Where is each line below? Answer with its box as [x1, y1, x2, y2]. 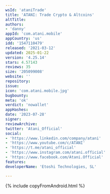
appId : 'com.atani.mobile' [5, 31, 63, 36]
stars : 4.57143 [5, 60, 38, 65]
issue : [5, 83, 19, 88]
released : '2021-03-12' [5, 45, 56, 51]
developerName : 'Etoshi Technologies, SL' [5, 164, 97, 169]
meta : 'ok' [5, 98, 29, 103]
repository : [5, 79, 31, 84]
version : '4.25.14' [5, 55, 47, 60]
